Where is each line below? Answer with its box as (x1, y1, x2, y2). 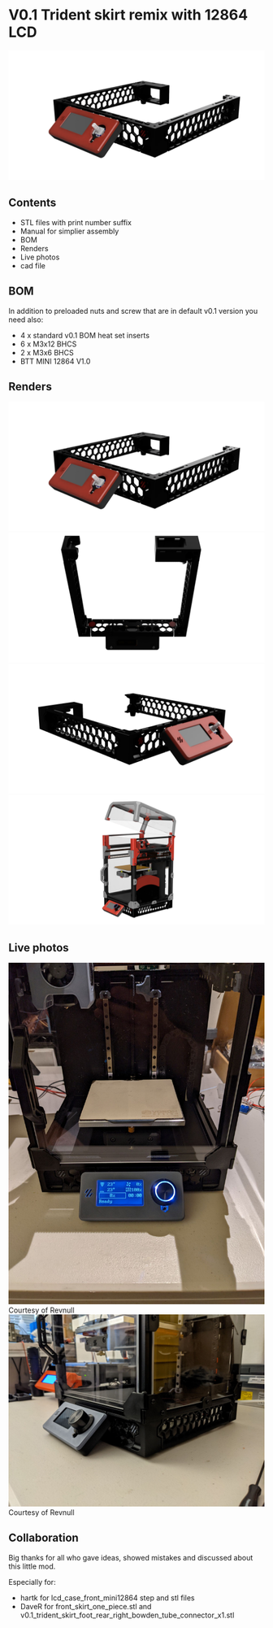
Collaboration (8, 1531, 79, 1545)
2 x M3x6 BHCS (19, 347, 75, 357)
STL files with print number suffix (19, 217, 132, 227)
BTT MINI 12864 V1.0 (19, 356, 91, 366)
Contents (8, 196, 57, 210)
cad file (19, 260, 46, 270)
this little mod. (8, 1561, 56, 1571)
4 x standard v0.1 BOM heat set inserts (19, 330, 150, 340)
